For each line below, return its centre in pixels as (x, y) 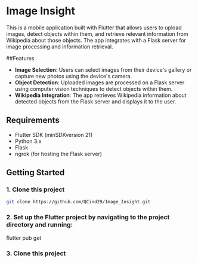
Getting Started (35, 172)
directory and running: (40, 225)
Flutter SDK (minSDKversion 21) (54, 134)
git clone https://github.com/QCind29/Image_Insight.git (78, 202)
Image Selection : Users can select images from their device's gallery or (103, 69)
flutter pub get (24, 238)
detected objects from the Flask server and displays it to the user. (95, 101)
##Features (20, 58)
